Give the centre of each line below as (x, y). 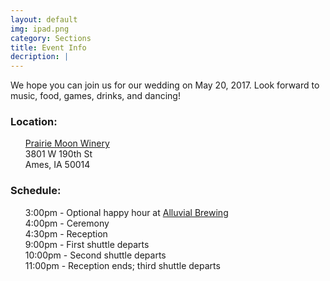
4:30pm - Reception (66, 233)
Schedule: (36, 191)
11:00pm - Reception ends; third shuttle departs (122, 265)
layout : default (44, 19)
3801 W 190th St (58, 154)
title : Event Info (48, 47)
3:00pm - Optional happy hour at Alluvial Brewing (126, 212)
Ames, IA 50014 (57, 165)
